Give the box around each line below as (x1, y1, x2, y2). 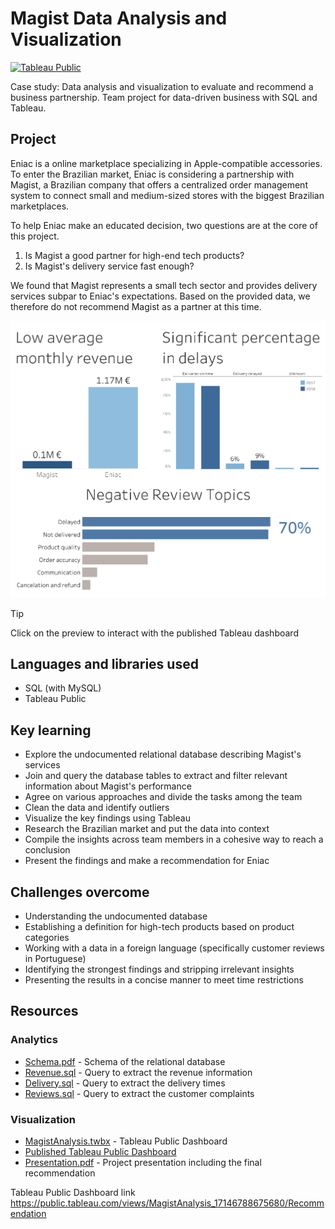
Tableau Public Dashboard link (10, 1187, 136, 1199)
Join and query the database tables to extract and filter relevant (24, 770, 288, 782)
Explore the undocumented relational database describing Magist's (24, 748, 302, 761)
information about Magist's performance (24, 780, 192, 792)
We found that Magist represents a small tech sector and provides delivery (10, 279, 318, 291)
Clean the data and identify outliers (24, 802, 170, 814)
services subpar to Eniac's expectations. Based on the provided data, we (10, 290, 311, 302)
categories (24, 932, 70, 944)
